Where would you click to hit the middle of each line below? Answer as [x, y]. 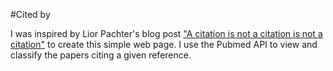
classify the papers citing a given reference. [101, 55]
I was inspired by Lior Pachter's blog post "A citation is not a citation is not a [166, 33]
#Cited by [30, 14]
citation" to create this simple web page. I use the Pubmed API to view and [164, 44]
